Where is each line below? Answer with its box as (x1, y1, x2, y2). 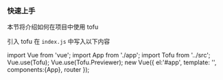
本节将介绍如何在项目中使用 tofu (7, 23, 99, 31)
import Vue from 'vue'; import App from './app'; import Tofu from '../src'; (7, 51, 211, 59)
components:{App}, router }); (7, 66, 90, 74)
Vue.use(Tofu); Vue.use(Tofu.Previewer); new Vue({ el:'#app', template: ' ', (7, 58, 217, 66)
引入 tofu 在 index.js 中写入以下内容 (7, 38, 110, 46)
